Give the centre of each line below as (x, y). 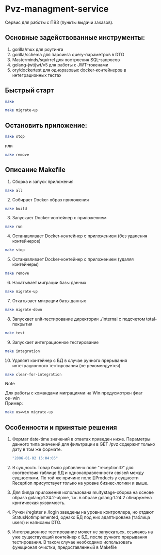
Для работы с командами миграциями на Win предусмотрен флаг (74, 393)
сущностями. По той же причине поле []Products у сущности (75, 478)
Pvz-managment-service (57, 9)
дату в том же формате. (37, 449)
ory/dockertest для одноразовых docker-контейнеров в (69, 70)
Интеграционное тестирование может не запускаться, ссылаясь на (82, 532)
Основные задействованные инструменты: (75, 38)
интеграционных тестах (37, 75)
